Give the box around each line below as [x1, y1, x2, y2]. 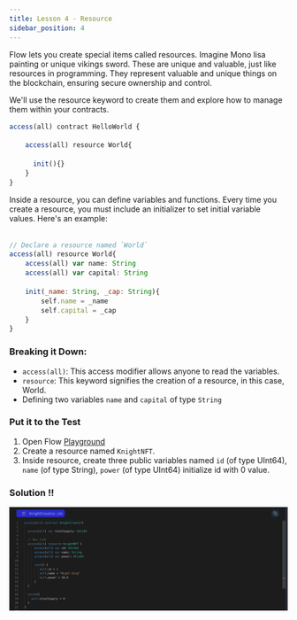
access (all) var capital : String [25, 268, 148, 278]
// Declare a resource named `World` [9, 240, 148, 250]
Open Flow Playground [21, 436, 106, 446]
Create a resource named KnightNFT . [21, 446, 156, 456]
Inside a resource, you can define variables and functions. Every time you [9, 194, 278, 205]
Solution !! [9, 486, 55, 499]
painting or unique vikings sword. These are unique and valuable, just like [9, 58, 277, 69]
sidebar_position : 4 [9, 23, 86, 33]
